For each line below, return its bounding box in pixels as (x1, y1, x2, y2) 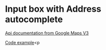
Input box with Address (5, 3, 102, 15)
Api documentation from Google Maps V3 (5, 30, 89, 36)
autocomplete (5, 14, 63, 25)
